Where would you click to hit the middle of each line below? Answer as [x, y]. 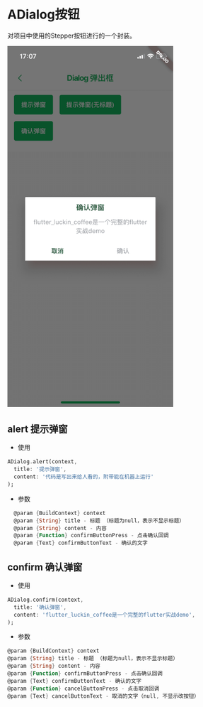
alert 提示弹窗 [38, 429]
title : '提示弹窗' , [40, 470]
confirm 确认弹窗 [45, 567]
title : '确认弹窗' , [40, 607]
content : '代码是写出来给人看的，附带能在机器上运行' [84, 477]
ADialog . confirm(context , [45, 600]
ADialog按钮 [43, 15]
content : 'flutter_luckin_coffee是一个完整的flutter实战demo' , [105, 615]
